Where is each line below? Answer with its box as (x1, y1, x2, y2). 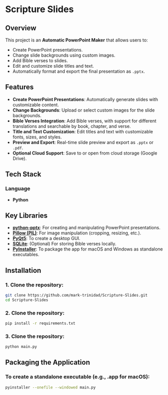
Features (5, 83, 34, 91)
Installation (5, 266, 41, 275)
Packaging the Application (5, 358, 90, 367)
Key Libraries (5, 211, 48, 220)
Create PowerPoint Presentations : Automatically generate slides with (12, 96, 158, 102)
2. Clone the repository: (5, 309, 65, 316)
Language (5, 185, 31, 192)
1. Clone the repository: (5, 281, 64, 288)
